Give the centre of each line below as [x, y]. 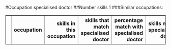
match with [129, 27]
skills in [66, 23]
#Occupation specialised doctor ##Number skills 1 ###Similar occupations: [84, 7]
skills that [97, 20]
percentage [129, 20]
